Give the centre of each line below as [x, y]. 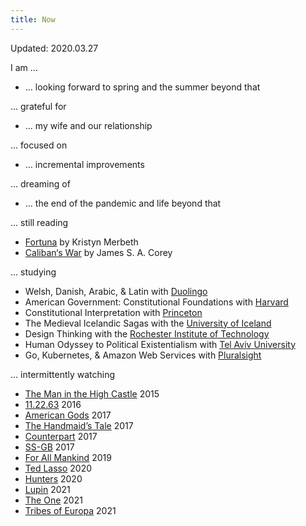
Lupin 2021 [47, 489]
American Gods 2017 [68, 415]
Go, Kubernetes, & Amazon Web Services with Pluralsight [143, 355]
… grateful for [38, 106]
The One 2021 [53, 500]
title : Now [33, 19]
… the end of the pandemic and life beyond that [123, 203]
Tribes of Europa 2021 [70, 510]
